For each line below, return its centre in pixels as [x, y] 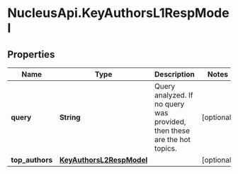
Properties [31, 54]
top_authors [32, 160]
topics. [166, 148]
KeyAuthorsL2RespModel [103, 160]
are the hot [173, 140]
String [70, 117]
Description [175, 74]
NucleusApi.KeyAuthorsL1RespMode [118, 13]
